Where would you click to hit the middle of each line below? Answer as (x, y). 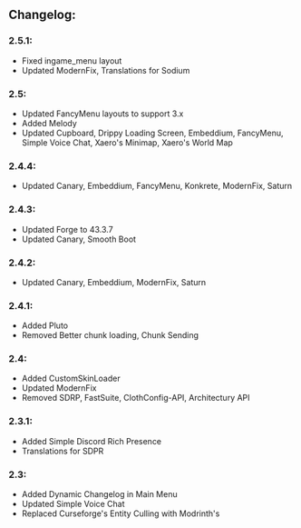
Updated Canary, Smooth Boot (79, 239)
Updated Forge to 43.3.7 (68, 229)
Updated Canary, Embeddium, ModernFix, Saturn (113, 282)
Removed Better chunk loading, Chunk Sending (110, 335)
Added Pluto (45, 325)
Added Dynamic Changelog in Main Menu (99, 494)
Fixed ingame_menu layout (72, 60)
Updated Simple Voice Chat (73, 504)
